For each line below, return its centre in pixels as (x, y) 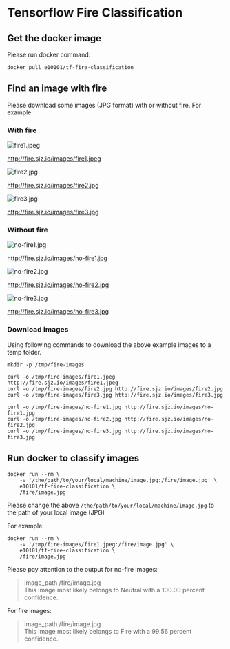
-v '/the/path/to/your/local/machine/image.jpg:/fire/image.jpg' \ (118, 480)
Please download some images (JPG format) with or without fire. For (104, 105)
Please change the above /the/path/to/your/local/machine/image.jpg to (111, 505)
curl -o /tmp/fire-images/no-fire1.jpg (64, 407)
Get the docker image (54, 38)
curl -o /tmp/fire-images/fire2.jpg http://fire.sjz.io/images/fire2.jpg (115, 389)
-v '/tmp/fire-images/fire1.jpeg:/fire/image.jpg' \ (97, 544)
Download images (38, 330)
